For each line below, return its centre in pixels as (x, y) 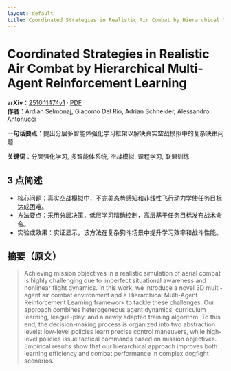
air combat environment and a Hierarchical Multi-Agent (120, 295)
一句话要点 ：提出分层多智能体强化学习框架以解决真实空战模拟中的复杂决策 (112, 133)
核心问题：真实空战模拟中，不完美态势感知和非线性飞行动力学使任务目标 (119, 198)
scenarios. (39, 361)
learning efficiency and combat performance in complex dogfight (116, 354)
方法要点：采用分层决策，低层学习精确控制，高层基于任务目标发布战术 (117, 215)
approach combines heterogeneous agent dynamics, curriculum (115, 310)
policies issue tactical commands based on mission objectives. (128, 339)
